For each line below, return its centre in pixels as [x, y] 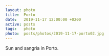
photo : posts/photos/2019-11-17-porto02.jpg [54, 34]
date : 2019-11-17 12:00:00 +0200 [43, 19]
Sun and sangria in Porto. [32, 48]
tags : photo [20, 29]
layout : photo [20, 10]
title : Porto [20, 15]
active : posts [20, 24]
